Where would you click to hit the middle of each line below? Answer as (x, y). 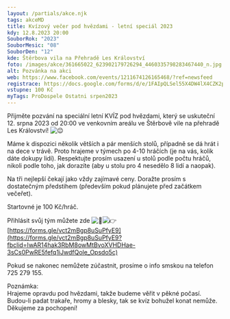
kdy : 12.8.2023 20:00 (38, 33)
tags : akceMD (26, 20)
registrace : (24, 84)
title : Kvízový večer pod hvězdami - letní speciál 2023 (90, 26)
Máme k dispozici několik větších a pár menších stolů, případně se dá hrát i (113, 144)
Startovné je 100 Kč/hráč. (43, 207)
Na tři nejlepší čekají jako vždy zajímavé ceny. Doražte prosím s (97, 179)
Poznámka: (23, 286)
